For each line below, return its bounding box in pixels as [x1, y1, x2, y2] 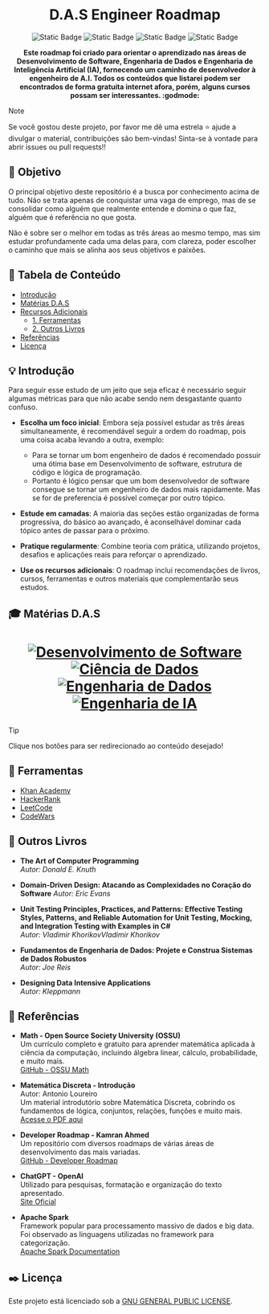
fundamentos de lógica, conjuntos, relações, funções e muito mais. [19, 1106, 243, 1116]
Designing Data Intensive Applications [19, 977, 151, 987]
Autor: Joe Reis [19, 962, 71, 972]
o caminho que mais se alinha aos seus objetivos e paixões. [8, 245, 206, 255]
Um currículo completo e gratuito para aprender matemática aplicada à [19, 1039, 255, 1049]
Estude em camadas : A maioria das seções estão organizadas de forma [19, 508, 259, 519]
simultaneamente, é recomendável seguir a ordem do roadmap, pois [19, 426, 247, 436]
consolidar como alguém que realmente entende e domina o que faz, [8, 203, 237, 214]
